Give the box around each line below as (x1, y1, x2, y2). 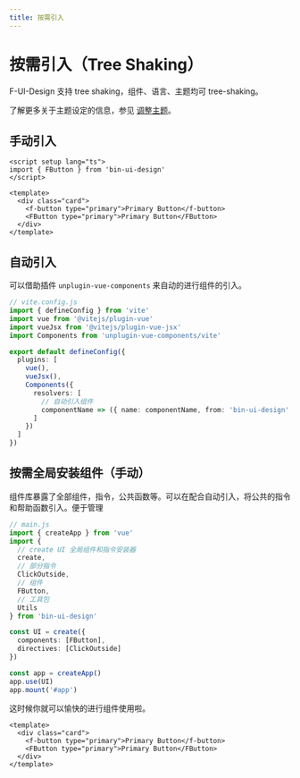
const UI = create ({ (9, 628, 87, 637)
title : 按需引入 (9, 13, 64, 22)
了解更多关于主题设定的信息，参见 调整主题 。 (9, 105, 176, 115)
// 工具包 (17, 595, 50, 604)
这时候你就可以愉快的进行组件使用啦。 (9, 703, 150, 714)
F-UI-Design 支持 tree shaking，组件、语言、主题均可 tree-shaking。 (9, 86, 263, 97)
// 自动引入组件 (41, 397, 94, 406)
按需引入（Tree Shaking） (9, 55, 204, 74)
